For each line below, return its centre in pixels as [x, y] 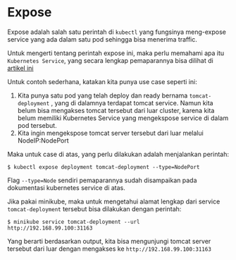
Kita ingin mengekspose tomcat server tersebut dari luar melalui [111, 133]
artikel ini [20, 68]
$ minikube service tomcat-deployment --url [74, 222]
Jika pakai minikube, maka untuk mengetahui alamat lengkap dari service [114, 201]
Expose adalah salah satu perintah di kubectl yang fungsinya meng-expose [117, 32]
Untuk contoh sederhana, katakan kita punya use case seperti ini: [102, 81]
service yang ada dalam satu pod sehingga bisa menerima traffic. [102, 39]
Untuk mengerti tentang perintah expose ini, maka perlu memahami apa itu [116, 53]
